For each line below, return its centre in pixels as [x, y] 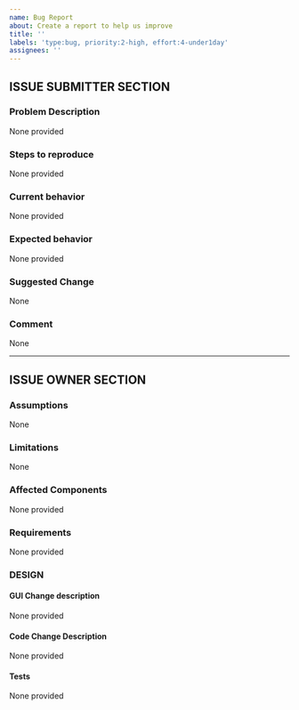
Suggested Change [52, 281]
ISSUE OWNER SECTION [78, 379]
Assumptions [39, 405]
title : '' [28, 34]
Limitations [34, 448]
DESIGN [27, 575]
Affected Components [58, 490]
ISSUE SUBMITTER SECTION [90, 87]
